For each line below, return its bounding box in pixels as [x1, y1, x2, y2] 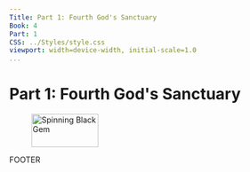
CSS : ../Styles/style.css [9, 37, 105, 47]
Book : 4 [9, 21, 38, 30]
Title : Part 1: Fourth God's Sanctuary [9, 12, 157, 22]
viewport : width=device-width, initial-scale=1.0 [9, 46, 198, 55]
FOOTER [9, 154, 41, 165]
